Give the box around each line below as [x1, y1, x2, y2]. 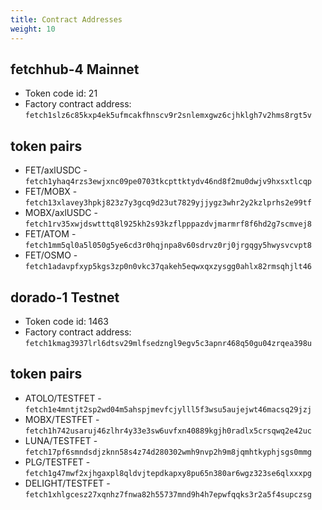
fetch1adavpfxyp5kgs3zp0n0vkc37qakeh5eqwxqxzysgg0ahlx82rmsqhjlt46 [24, 262, 312, 272]
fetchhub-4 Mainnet [10, 61, 140, 78]
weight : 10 [10, 24, 56, 34]
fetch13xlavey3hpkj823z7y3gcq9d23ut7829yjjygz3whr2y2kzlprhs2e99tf [24, 198, 312, 208]
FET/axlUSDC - [24, 164, 88, 176]
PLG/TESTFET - [24, 456, 91, 468]
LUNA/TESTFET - [24, 434, 98, 446]
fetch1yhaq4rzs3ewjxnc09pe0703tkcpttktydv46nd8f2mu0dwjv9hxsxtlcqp [24, 177, 312, 187]
